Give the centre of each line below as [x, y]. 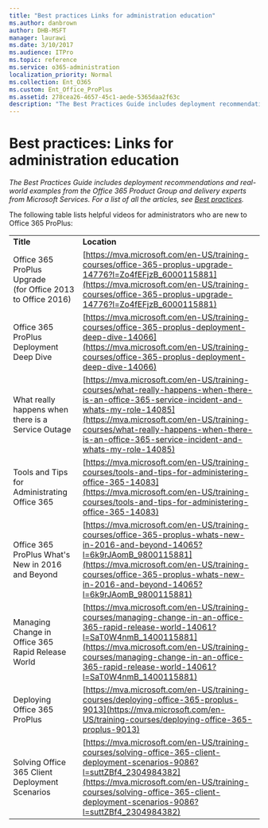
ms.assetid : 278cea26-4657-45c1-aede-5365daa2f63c [95, 97]
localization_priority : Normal [61, 75]
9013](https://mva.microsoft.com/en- [154, 710]
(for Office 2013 [44, 289]
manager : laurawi [38, 38]
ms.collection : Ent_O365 [50, 82]
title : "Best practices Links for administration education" [113, 15]
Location [100, 242]
